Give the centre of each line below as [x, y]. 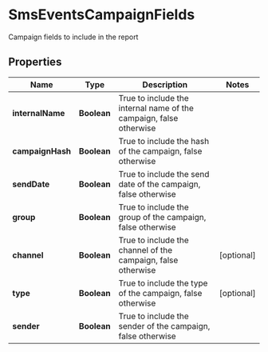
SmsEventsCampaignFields [102, 15]
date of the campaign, [160, 184]
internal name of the [156, 108]
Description [165, 84]
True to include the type [163, 283]
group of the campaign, [162, 217]
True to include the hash [164, 141]
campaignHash [42, 151]
